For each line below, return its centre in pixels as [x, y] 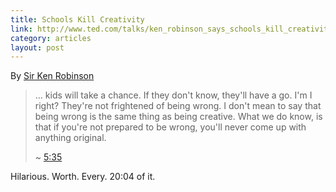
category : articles [51, 38]
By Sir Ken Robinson [52, 76]
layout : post [37, 47]
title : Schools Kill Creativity [77, 19]
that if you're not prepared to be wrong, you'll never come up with [170, 127]
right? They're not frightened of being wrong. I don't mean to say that [178, 106]
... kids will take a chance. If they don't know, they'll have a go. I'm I [173, 95]
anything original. [70, 138]
